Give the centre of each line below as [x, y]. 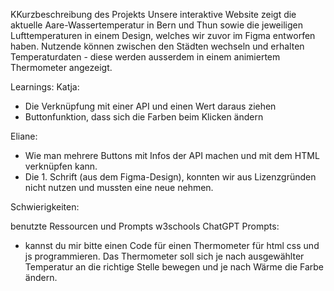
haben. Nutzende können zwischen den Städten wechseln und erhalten [157, 46]
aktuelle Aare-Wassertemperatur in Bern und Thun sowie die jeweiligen [156, 25]
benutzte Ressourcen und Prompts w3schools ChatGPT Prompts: [145, 226]
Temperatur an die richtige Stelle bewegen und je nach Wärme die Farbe [174, 267]
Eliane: [24, 136]
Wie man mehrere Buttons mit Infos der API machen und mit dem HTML [172, 155]
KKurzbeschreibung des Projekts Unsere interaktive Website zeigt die [153, 14]
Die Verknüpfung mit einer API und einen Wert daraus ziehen [150, 106]
